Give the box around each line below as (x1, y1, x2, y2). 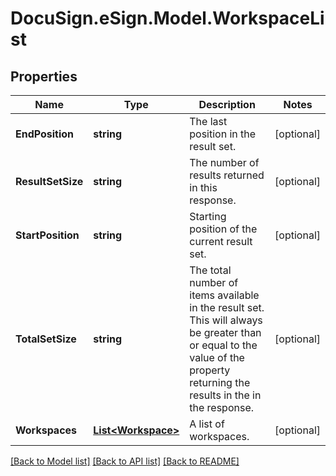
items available (189, 288, 260, 302)
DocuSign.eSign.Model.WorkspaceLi (10, 7, 325, 30)
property (189, 363, 231, 377)
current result (189, 235, 253, 248)
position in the (189, 127, 257, 141)
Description (198, 98, 256, 111)
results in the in (189, 388, 262, 402)
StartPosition (15, 228, 80, 242)
